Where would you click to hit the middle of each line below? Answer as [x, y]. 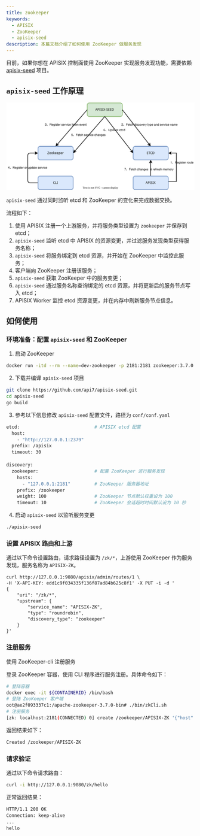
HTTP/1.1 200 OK [26, 809]
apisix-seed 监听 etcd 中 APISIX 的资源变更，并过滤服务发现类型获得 [99, 240]
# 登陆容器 [18, 686]
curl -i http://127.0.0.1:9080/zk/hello [57, 785]
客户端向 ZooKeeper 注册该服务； [56, 270]
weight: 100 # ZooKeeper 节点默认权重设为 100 [95, 496]
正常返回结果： [24, 797]
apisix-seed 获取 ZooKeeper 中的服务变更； [69, 278]
